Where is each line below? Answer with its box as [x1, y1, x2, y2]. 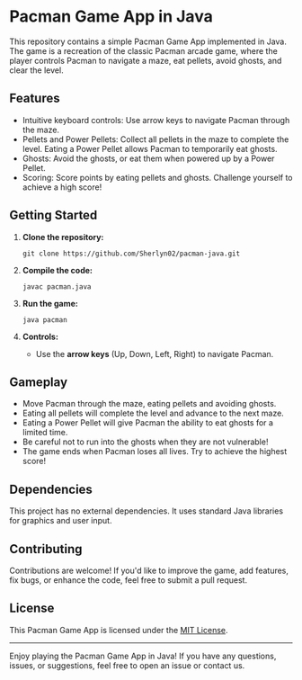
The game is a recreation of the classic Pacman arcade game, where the [9, 45, 279, 56]
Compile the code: [22, 264, 93, 275]
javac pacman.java [22, 282, 92, 291]
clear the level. [9, 65, 65, 76]
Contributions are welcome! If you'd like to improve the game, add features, [9, 565, 289, 576]
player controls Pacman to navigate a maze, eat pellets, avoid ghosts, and [9, 55, 282, 66]
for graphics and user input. [9, 515, 112, 526]
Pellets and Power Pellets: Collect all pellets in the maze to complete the [22, 133, 289, 145]
